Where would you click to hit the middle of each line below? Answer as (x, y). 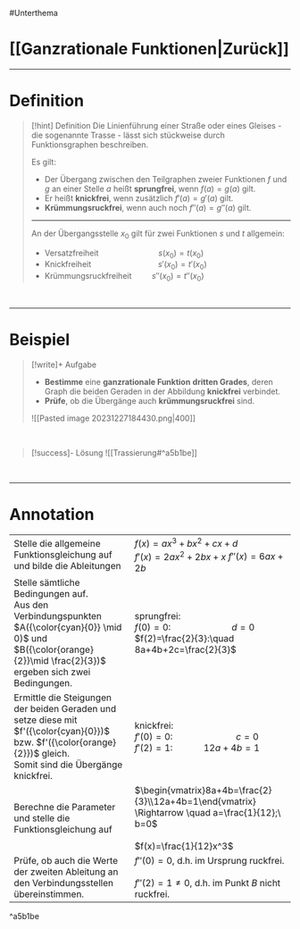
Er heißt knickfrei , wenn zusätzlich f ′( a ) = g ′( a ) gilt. (139, 198)
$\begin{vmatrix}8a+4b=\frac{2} (203, 790)
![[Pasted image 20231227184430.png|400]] (113, 418)
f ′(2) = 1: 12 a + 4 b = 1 (197, 748)
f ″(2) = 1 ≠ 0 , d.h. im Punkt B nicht (208, 883)
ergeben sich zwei (52, 672)
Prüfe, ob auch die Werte (66, 860)
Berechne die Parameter (65, 807)
